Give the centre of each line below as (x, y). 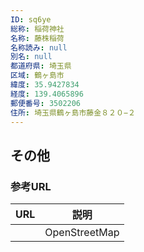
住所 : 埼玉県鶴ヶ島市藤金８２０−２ (73, 112)
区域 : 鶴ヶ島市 (37, 76)
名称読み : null (39, 47)
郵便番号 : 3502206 (46, 103)
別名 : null (31, 57)
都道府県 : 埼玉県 (41, 66)
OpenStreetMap (82, 233)
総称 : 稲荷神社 (37, 29)
